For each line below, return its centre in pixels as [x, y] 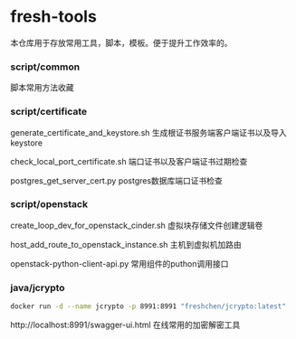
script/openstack [49, 204]
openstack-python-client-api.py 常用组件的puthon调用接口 [119, 263]
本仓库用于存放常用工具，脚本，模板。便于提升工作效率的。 [121, 42]
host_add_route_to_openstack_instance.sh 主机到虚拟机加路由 [126, 244]
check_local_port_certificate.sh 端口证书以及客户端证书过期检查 [129, 161]
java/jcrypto [38, 287]
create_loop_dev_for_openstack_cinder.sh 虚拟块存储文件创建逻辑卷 [137, 225]
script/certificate [49, 112]
